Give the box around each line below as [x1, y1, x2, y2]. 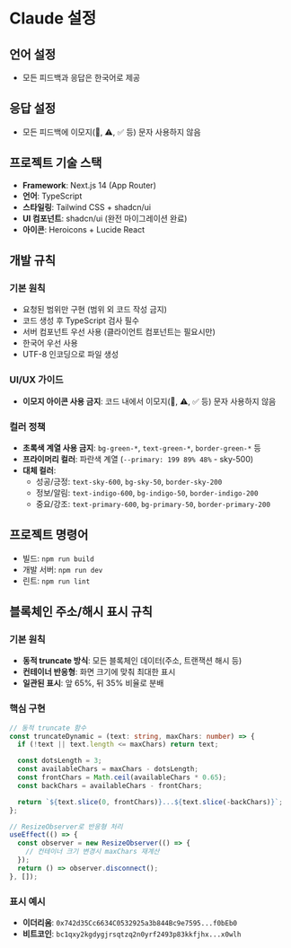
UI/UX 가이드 [9, 373, 64, 386]
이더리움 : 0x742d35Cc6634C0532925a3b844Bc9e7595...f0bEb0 [22, 917, 238, 927]
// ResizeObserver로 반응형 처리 [9, 822, 123, 831]
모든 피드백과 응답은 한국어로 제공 [22, 73, 141, 83]
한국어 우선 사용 [22, 338, 78, 348]
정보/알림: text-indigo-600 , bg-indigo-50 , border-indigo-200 [35, 487, 259, 498]
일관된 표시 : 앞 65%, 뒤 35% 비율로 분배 [22, 678, 164, 689]
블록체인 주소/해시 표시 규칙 [9, 604, 153, 619]
